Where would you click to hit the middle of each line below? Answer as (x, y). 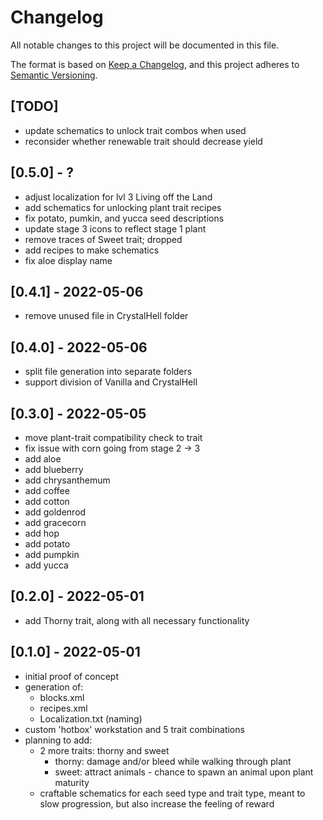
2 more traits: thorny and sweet (104, 750)
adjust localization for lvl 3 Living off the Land (118, 197)
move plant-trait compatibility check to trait (113, 437)
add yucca (46, 565)
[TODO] (34, 106)
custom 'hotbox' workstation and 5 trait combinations (134, 729)
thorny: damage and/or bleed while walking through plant (173, 761)
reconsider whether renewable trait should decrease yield (143, 141)
